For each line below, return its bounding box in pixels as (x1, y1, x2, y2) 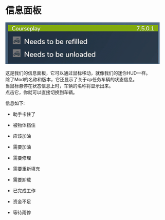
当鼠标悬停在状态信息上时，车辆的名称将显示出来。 (5, 83, 114, 89)
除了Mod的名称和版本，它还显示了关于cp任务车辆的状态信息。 (5, 76, 138, 82)
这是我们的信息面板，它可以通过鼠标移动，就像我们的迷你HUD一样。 (5, 70, 151, 76)
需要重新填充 (12, 166, 40, 172)
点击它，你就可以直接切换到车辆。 (5, 89, 78, 95)
